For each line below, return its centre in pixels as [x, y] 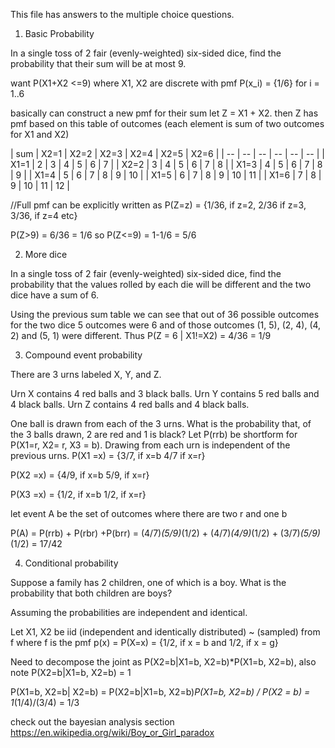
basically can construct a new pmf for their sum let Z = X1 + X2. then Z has [164, 113]
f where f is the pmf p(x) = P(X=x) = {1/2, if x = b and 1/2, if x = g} [144, 642]
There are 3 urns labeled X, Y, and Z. [86, 374]
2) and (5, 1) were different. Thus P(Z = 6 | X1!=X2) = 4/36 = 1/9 [141, 335]
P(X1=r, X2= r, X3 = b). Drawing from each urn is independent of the [150, 445]
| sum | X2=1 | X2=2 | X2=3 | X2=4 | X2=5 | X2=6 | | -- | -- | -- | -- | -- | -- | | [167, 153]
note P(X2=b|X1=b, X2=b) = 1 [71, 672]
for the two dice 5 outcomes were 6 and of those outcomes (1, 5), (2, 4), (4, [166, 325]
